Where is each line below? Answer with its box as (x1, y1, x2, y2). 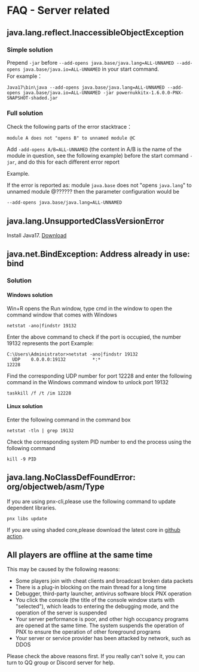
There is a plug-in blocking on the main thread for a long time (15, 584, 167, 591)
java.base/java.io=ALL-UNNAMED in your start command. (22, 65, 160, 73)
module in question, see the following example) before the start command (7, 152, 189, 159)
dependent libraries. (7, 504, 57, 511)
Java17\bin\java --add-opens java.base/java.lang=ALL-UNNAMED (7, 85, 165, 91)
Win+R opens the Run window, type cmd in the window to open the (7, 305, 173, 312)
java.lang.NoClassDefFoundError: (7, 472, 136, 483)
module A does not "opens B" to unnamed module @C (7, 135, 136, 141)
